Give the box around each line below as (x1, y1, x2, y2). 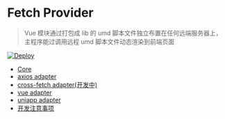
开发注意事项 (17, 104, 54, 112)
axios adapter (17, 72, 57, 81)
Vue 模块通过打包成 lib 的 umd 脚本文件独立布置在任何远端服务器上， (24, 29, 222, 37)
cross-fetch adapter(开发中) (17, 80, 97, 88)
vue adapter (17, 88, 52, 97)
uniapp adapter (17, 95, 61, 104)
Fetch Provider (7, 5, 94, 21)
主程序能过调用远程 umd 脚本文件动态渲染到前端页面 (24, 37, 175, 46)
